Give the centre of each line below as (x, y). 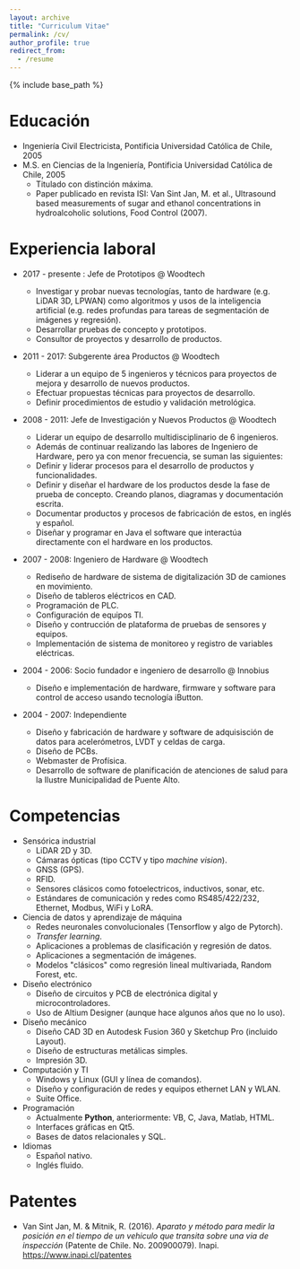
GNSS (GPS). (60, 869)
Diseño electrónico (57, 984)
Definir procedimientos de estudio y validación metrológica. (146, 402)
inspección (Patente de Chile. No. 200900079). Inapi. (120, 1245)
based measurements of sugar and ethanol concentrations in (148, 203)
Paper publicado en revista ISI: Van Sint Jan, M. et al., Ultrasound (155, 193)
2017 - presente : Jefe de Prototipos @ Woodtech (114, 274)
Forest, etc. (56, 974)
